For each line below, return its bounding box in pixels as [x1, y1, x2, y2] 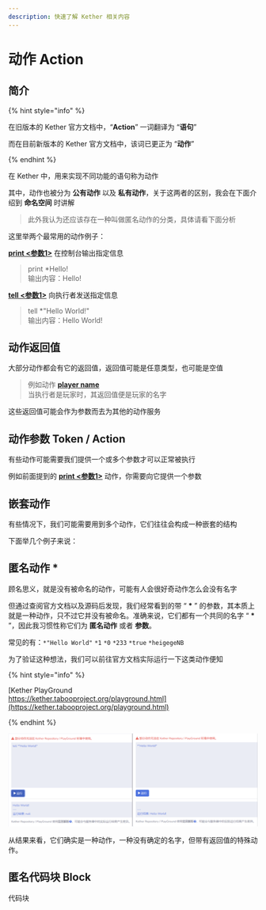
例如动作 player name [27, 380, 100, 389]
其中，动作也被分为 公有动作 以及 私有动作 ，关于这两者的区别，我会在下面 [8, 188, 250, 197]
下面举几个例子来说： [8, 537, 78, 546]
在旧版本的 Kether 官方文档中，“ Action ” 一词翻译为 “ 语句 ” [8, 122, 197, 131]
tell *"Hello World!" [27, 305, 89, 316]
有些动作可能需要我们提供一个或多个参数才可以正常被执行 [8, 455, 196, 464]
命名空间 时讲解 [23, 198, 75, 207]
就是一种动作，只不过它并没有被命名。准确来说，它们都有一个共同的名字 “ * [8, 610, 255, 620]
